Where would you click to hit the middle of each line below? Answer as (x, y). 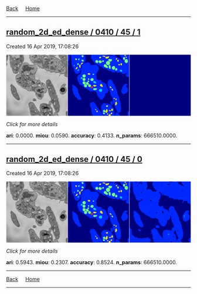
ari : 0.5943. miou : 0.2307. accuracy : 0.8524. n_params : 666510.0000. (92, 262)
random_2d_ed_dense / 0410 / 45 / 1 (73, 32)
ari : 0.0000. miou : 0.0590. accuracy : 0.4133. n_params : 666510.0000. (92, 135)
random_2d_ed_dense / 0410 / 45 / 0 (74, 159)
